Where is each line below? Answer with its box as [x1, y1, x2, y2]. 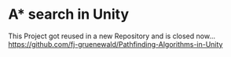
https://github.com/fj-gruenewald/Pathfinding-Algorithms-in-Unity [8, 39, 223, 48]
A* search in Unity [8, 5, 130, 23]
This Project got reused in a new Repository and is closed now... [8, 31, 216, 41]
